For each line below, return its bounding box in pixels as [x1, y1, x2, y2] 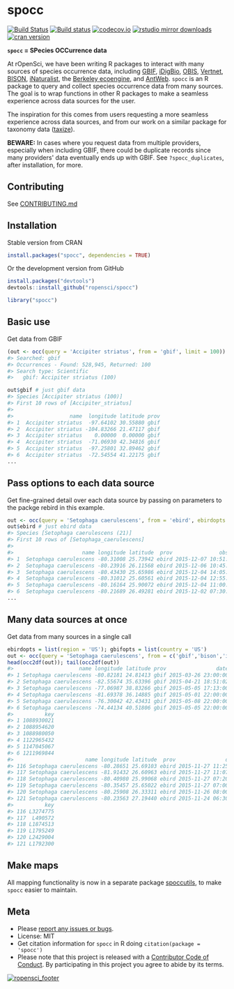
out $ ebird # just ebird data [7, 523, 92, 530]
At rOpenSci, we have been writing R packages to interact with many [7, 59, 204, 68]
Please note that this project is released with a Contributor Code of [17, 953, 209, 961]
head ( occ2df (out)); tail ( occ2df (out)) [7, 658, 120, 666]
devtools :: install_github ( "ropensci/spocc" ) [7, 285, 139, 292]
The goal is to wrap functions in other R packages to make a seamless [7, 89, 209, 98]
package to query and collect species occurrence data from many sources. [7, 82, 224, 90]
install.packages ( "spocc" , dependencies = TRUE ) [7, 252, 151, 259]
